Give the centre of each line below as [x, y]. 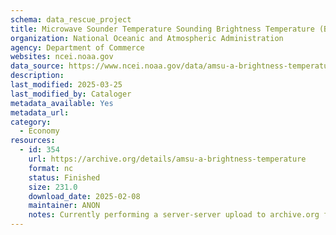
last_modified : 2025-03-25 [66, 85]
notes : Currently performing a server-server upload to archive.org [174, 215]
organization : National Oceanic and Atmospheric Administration [147, 38]
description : [37, 76]
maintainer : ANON [64, 206]
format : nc [51, 168]
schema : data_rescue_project [71, 19]
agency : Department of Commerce [77, 47]
